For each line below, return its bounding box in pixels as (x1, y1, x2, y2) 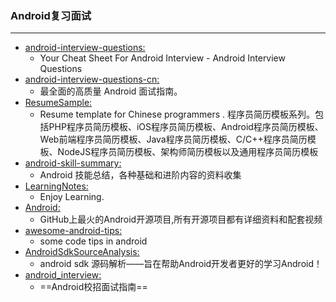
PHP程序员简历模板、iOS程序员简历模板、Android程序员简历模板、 (48, 121, 324, 133)
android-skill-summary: (24, 157, 122, 169)
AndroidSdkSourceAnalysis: (24, 246, 140, 258)
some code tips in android (39, 235, 148, 247)
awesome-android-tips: (24, 225, 123, 237)
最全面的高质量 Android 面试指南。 (39, 85, 183, 97)
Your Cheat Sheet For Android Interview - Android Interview (39, 52, 286, 64)
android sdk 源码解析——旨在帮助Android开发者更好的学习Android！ (39, 258, 323, 270)
